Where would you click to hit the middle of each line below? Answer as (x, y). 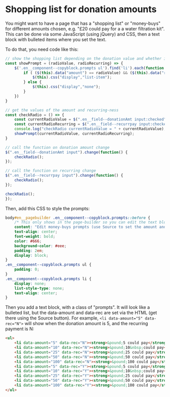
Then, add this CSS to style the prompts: (48, 208)
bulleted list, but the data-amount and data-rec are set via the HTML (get (81, 313)
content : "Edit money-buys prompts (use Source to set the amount (86, 227)
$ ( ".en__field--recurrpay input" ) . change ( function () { (64, 176)
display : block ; (32, 255)
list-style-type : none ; (39, 288)
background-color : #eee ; (40, 246)
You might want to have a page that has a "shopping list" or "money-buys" (83, 23)
